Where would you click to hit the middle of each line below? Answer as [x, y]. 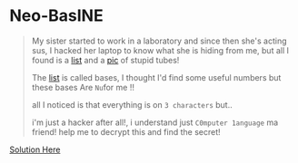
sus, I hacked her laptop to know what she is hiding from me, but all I [160, 50]
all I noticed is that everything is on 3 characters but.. [132, 104]
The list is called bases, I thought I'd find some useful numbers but [156, 77]
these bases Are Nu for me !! [83, 87]
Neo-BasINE [56, 16]
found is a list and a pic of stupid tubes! [105, 60]
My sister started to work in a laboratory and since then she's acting [159, 41]
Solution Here [35, 149]
